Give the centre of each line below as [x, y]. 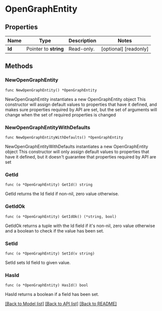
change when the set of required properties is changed [61, 115]
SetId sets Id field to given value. [38, 262]
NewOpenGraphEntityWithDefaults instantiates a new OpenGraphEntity [77, 146]
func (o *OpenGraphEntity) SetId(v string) [50, 253]
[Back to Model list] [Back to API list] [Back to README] [61, 304]
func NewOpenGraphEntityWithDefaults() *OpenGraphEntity [64, 137]
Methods [19, 66]
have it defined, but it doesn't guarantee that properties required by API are [81, 156]
